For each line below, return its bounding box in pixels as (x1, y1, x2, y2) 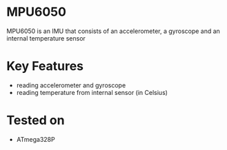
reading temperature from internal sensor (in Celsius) (16, 88, 168, 96)
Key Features (6, 58, 84, 74)
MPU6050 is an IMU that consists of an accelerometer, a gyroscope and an (6, 27, 220, 35)
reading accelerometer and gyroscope (16, 81, 126, 89)
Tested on (6, 113, 65, 128)
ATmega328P (16, 135, 56, 143)
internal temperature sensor (6, 34, 86, 42)
